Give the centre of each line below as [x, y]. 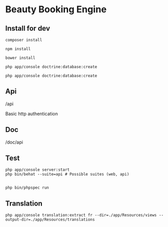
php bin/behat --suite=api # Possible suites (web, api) [67, 174]
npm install [18, 49]
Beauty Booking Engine [56, 9]
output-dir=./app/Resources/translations [50, 220]
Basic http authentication [31, 113]
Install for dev [28, 28]
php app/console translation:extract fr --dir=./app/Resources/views [81, 215]
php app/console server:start [38, 170]
